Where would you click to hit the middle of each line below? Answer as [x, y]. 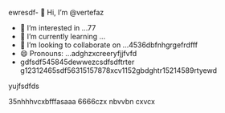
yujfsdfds [24, 86]
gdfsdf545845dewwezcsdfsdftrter [77, 62]
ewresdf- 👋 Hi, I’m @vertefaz [56, 12]
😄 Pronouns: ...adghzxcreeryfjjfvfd [78, 53]
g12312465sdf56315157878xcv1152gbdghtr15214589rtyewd [119, 71]
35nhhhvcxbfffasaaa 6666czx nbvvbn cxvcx [82, 101]
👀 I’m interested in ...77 [58, 28]
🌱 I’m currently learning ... [63, 36]
